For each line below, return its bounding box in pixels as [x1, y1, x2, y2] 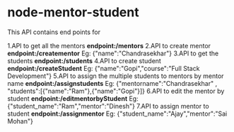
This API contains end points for [7, 28, 101, 36]
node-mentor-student [7, 4, 139, 21]
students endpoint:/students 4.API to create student [7, 56, 161, 65]
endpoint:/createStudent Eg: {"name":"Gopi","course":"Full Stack [7, 64, 200, 72]
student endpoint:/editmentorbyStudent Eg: [7, 94, 139, 103]
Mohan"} [7, 116, 33, 125]
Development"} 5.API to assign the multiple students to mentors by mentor [7, 72, 224, 80]
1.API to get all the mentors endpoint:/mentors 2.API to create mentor [7, 41, 211, 50]
